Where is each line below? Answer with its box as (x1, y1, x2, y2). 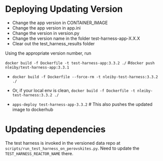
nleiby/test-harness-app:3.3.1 (5, 65, 69, 70)
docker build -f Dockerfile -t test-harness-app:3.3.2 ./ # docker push (5, 60, 155, 65)
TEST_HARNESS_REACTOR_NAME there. (5, 150, 74, 156)
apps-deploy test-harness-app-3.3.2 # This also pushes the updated (12, 101, 153, 107)
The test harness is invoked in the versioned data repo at (5, 140, 121, 146)
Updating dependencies (5, 124, 106, 135)
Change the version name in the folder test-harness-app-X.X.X (12, 35, 140, 41)
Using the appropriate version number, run (5, 50, 92, 56)
